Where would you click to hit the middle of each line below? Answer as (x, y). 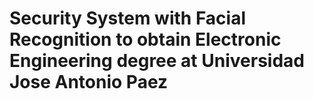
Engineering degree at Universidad (157, 61)
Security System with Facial (128, 18)
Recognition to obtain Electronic (145, 39)
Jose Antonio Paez (89, 82)
